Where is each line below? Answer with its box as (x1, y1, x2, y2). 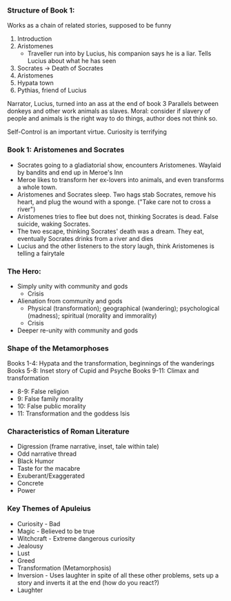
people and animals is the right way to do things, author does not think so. (7, 114, 218, 123)
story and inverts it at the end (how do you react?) (17, 578, 160, 586)
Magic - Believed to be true (17, 527, 95, 535)
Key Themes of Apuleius (7, 504, 91, 514)
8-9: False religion (17, 387, 69, 396)
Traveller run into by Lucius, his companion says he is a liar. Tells (27, 49, 212, 57)
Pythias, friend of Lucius (17, 86, 87, 95)
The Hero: (7, 266, 41, 276)
